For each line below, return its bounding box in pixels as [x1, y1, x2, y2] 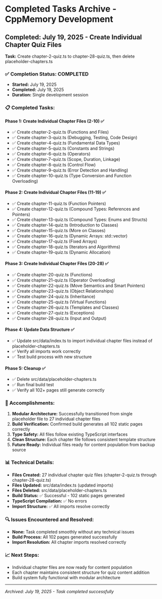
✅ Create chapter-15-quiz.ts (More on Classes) [12, 227, 106, 233]
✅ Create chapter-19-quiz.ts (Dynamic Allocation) [12, 249, 111, 255]
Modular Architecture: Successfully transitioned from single [12, 410, 133, 416]
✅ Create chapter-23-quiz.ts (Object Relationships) [12, 288, 114, 294]
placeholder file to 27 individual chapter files [12, 416, 100, 422]
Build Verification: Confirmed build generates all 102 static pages [12, 421, 143, 427]
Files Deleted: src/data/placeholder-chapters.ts [12, 487, 107, 493]
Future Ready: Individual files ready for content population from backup [12, 441, 155, 447]
